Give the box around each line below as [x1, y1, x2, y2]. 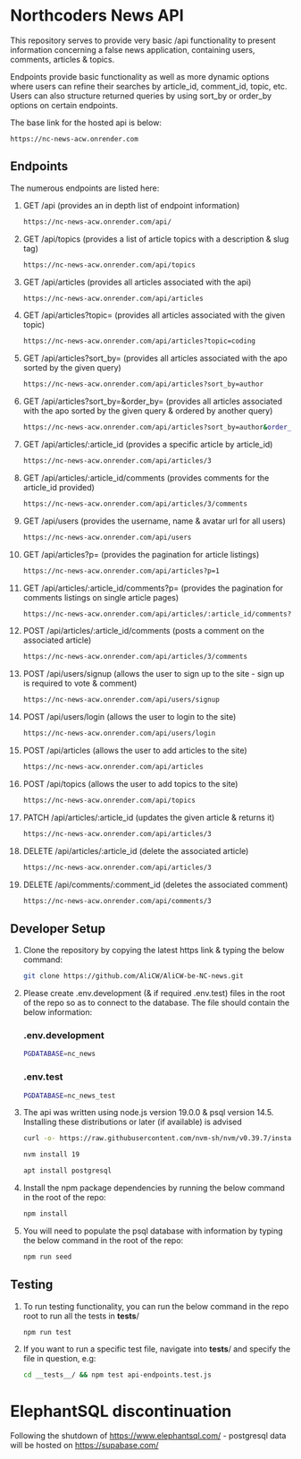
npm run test [22, 1327, 72, 1336]
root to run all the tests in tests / [22, 1310, 139, 1321]
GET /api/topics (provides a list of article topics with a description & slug [22, 234, 289, 244]
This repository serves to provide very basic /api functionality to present [10, 35, 276, 46]
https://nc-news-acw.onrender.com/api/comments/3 [22, 896, 213, 905]
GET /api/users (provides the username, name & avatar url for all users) [22, 516, 287, 526]
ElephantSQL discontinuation [10, 1401, 232, 1421]
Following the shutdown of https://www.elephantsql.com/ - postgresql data [10, 1430, 287, 1441]
